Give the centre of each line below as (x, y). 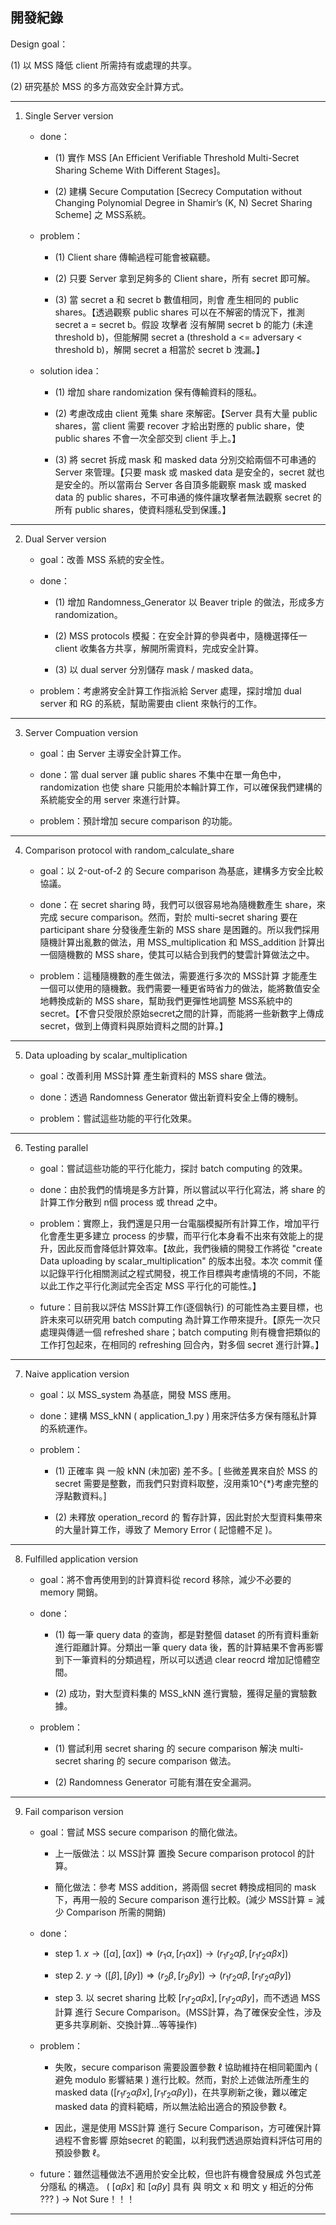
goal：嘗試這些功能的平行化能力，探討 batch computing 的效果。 (173, 1168)
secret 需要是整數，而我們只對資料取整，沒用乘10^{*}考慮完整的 (186, 1483)
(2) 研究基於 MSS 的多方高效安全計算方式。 (100, 86)
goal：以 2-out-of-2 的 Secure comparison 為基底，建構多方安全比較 (181, 870)
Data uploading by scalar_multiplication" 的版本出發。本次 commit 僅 (181, 1260)
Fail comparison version (74, 1811)
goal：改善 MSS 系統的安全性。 (104, 559)
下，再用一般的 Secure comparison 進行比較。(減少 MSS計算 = (184, 1899)
